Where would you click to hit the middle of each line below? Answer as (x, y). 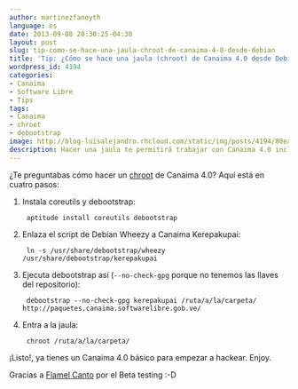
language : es (33, 26)
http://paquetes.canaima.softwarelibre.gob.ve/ (111, 308)
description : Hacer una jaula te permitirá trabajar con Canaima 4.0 (141, 149)
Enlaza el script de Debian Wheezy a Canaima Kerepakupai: (131, 234)
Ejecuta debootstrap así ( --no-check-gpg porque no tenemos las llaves (150, 274)
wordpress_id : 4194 (45, 67)
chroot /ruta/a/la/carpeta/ (78, 341)
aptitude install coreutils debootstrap (102, 218)
